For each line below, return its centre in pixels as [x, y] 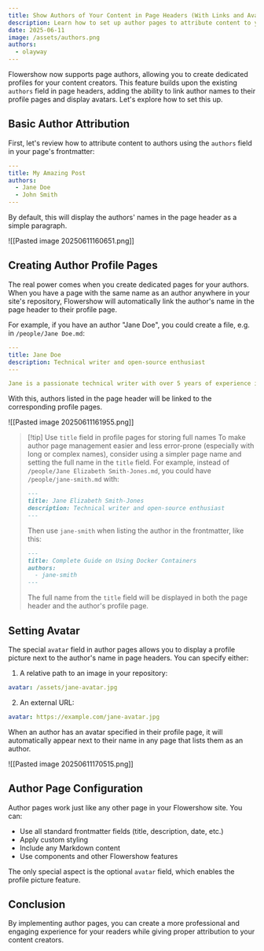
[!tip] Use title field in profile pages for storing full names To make [136, 438]
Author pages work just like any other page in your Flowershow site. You [125, 807]
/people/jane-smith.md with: [73, 479]
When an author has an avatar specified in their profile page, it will [115, 732]
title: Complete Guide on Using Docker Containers [112, 560]
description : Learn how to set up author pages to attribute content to [130, 23]
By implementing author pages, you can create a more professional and [124, 923]
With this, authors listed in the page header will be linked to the [110, 398]
